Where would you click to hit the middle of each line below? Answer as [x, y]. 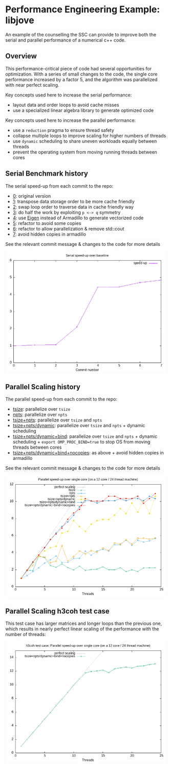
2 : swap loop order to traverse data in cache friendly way [73, 207]
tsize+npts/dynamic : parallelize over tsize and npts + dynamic [79, 426]
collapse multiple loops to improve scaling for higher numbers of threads [89, 136]
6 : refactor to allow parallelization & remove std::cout [68, 228]
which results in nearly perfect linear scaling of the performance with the [82, 629]
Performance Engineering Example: [83, 9]
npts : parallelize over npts [40, 415]
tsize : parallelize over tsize [41, 409]
